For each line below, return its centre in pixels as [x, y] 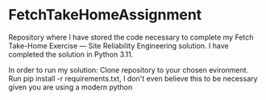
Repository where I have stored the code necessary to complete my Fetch [131, 37]
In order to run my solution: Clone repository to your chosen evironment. [129, 69]
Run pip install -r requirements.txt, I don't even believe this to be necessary [133, 78]
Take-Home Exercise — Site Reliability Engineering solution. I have [118, 45]
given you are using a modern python [71, 87]
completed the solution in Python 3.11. [71, 54]
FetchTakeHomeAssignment [105, 15]
